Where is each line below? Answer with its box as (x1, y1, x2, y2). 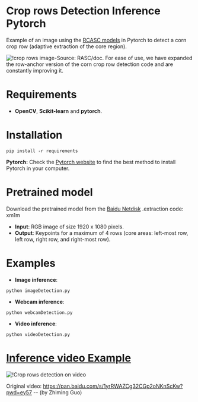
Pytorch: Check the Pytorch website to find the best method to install (6, 158, 176, 165)
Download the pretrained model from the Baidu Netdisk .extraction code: (6, 205, 184, 212)
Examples (6, 256, 56, 270)
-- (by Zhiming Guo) (33, 388, 82, 396)
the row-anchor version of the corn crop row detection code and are (6, 61, 174, 68)
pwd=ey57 (6, 388, 33, 396)
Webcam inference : (14, 298, 65, 305)
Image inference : (14, 276, 58, 283)
